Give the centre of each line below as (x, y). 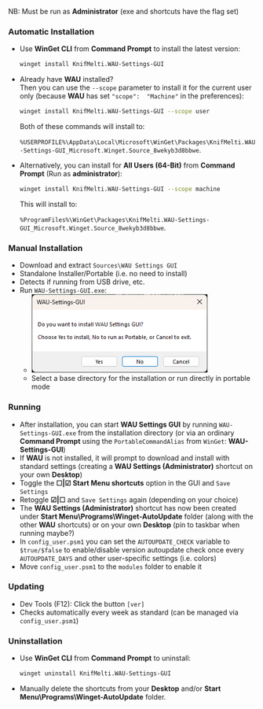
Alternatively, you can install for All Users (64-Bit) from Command (127, 165)
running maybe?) (47, 533)
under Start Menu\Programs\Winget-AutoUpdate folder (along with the (136, 516)
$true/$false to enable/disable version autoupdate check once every (132, 549)
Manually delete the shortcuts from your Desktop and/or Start (120, 689)
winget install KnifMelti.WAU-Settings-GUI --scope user (115, 112)
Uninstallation (35, 641)
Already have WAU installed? (66, 79)
